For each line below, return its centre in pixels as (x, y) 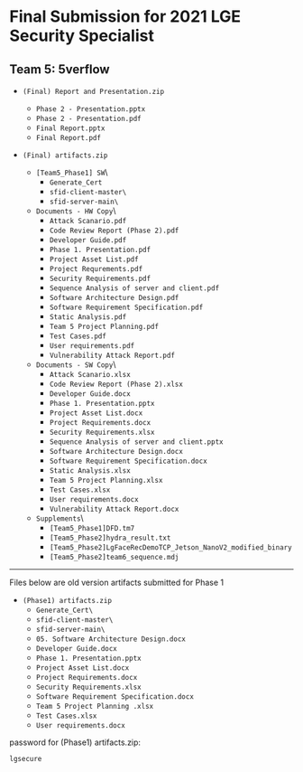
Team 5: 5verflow (60, 69)
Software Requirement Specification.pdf (126, 307)
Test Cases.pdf (78, 336)
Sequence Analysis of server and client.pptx (136, 442)
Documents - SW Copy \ (76, 364)
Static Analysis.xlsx (90, 471)
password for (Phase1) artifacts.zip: (75, 742)
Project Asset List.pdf (94, 259)
